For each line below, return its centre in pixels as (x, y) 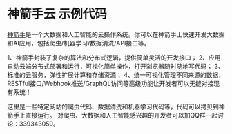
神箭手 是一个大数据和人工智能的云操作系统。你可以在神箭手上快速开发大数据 (116, 34)
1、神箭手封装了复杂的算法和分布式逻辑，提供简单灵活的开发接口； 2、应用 (114, 57)
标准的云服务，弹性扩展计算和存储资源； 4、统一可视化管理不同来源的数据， (116, 75)
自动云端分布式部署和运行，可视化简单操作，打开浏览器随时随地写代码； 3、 (116, 66)
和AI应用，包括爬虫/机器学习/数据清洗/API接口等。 (79, 43)
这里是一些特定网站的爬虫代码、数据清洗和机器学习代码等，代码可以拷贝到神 (116, 107)
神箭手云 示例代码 (57, 14)
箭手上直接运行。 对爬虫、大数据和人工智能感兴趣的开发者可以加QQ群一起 (113, 115)
